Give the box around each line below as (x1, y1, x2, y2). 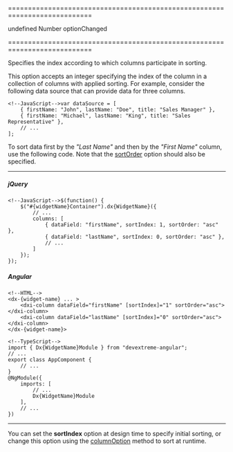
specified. (8, 157, 37, 165)
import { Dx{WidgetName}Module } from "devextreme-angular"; (8, 344, 188, 351)
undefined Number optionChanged (8, 25, 108, 33)
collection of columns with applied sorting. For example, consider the (8, 80, 205, 87)
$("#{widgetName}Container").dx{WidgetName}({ (20, 203, 157, 210)
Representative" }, (8, 118, 64, 125)
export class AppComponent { (8, 356, 92, 363)
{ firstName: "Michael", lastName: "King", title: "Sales (20, 112, 191, 119)
